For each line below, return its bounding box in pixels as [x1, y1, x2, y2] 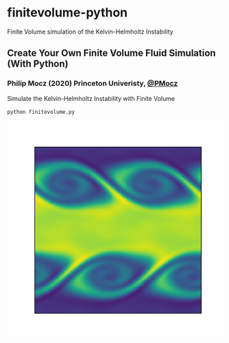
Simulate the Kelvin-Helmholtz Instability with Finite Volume [7, 94, 176, 102]
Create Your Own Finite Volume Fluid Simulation [7, 47, 216, 59]
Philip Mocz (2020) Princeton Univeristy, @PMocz [7, 79, 178, 88]
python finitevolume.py [7, 108, 75, 115]
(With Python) [7, 58, 69, 70]
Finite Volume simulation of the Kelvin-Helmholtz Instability [7, 27, 173, 36]
